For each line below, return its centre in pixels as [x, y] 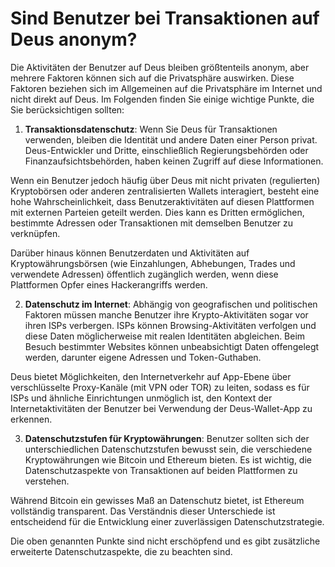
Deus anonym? [74, 39]
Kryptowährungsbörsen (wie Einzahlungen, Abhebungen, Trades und [153, 263]
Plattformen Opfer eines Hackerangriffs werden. [109, 284]
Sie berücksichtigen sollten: [67, 109]
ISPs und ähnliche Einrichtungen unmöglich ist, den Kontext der [141, 398]
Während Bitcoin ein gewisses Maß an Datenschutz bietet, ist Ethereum [157, 500]
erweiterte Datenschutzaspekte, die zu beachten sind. [121, 551]
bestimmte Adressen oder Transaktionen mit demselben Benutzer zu [152, 223]
